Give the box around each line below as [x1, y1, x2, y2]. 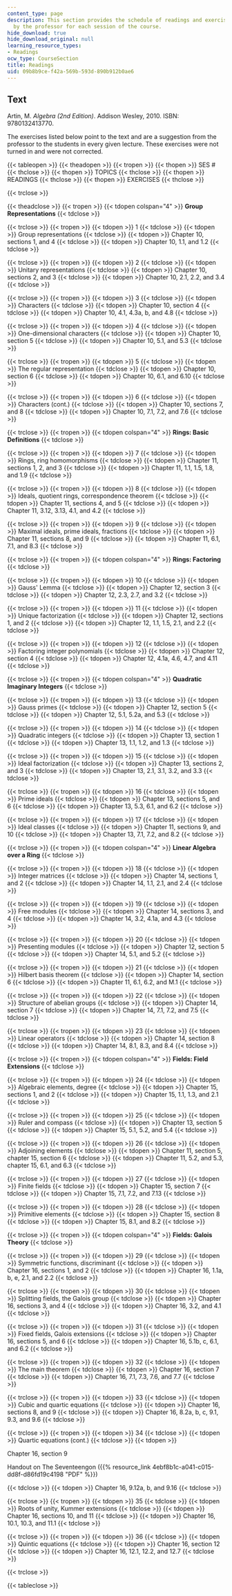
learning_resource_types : [7, 42, 81, 49]
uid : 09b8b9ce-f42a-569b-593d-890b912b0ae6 [7, 68, 135, 75]
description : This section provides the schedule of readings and [7, 17, 202, 24]
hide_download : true [7, 29, 67, 37]
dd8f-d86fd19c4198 [7, 1470, 64, 1478]
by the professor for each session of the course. [13, 23, 162, 30]
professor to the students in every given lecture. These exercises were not [7, 140, 219, 149]
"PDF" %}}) [65, 1470, 98, 1478]
